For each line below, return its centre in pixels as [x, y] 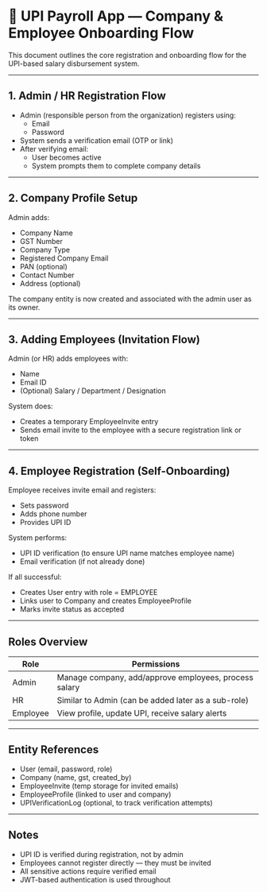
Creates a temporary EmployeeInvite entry [89, 422]
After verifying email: [54, 149]
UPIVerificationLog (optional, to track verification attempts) [116, 802]
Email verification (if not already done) [82, 562]
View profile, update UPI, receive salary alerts [142, 713]
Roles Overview [48, 641]
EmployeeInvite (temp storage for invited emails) [99, 786]
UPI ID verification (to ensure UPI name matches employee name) [127, 553]
